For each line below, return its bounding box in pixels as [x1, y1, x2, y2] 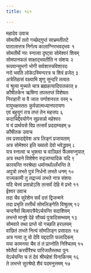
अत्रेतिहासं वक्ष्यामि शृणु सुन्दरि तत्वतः [6, 75, 70, 82]
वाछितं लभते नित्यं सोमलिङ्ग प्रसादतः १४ [6, 227, 79, 234]
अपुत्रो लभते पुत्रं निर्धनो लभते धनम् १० [6, 168, 74, 175]
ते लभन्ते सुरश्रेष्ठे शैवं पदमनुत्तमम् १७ [6, 260, 71, 267]
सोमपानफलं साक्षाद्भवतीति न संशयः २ [6, 56, 74, 63]
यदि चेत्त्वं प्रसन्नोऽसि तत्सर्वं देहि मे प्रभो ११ [6, 181, 79, 188]
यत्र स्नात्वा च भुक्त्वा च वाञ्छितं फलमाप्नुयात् [6, 148, 85, 155]
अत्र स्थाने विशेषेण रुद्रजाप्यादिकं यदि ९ [6, 154, 75, 161]
